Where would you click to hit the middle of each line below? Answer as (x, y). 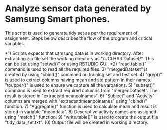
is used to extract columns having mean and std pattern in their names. (78, 80)
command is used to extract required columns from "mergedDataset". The (82, 90)
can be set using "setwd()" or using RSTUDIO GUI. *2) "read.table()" (76, 64)
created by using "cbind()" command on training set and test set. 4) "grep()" (84, 74)
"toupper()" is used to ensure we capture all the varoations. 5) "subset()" (80, 85)
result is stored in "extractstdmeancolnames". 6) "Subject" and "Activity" (80, 96)
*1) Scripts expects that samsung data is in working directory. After (74, 53)
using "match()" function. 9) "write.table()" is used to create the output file (82, 117)
